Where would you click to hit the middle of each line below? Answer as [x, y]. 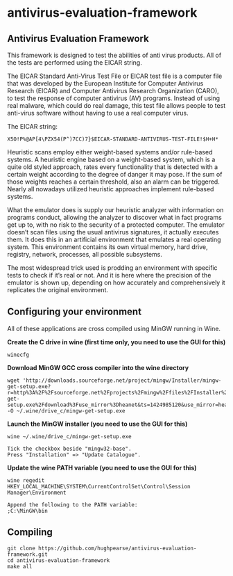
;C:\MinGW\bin [28, 511]
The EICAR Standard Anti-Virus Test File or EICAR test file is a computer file [115, 76]
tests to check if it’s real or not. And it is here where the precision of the [109, 275]
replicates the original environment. [58, 290]
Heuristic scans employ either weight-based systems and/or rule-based [110, 152]
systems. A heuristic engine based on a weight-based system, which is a [111, 159]
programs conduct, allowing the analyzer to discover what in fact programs [114, 217]
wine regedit [26, 480]
